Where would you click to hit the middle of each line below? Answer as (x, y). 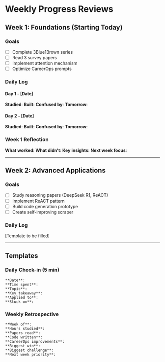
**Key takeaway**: (24, 293)
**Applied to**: (22, 297)
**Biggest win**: (23, 346)
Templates (22, 256)
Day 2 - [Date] (20, 116)
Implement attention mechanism (45, 63)
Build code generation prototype (45, 206)
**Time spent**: (22, 285)
